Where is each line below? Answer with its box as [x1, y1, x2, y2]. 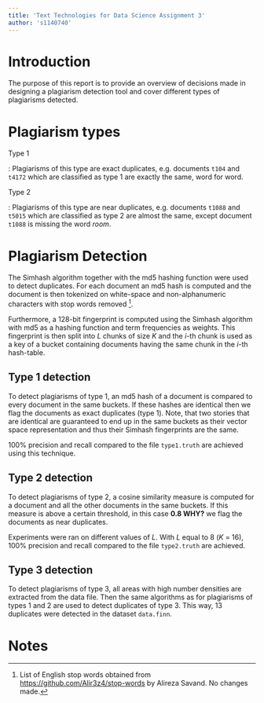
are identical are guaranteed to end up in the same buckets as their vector [8, 416, 247, 426]
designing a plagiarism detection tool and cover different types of [8, 87, 220, 97]
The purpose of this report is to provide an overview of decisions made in [8, 79, 246, 88]
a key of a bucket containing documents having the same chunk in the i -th [8, 339, 249, 349]
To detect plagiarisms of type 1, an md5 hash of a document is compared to [8, 391, 253, 401]
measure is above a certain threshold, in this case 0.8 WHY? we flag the [8, 508, 243, 518]
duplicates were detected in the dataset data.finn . [8, 610, 173, 619]
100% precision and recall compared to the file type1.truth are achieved [8, 440, 244, 449]
